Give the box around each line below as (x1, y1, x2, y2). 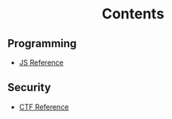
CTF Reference (18, 101, 69, 112)
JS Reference (18, 58, 64, 67)
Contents (101, 5, 165, 23)
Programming (7, 37, 77, 50)
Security (7, 81, 51, 94)
